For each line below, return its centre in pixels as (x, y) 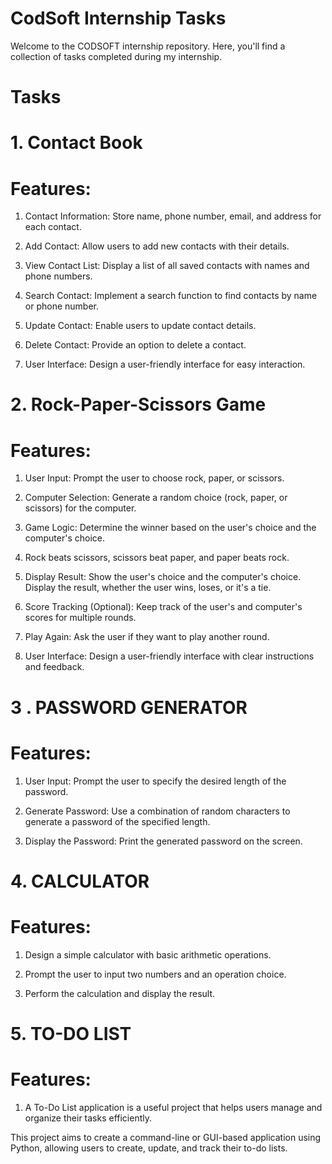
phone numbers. (58, 276)
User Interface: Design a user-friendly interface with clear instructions (169, 656)
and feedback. (54, 667)
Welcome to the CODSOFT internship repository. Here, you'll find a (148, 46)
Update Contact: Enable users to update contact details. (140, 326)
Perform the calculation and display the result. (120, 993)
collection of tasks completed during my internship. (116, 56)
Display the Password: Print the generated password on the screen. (163, 841)
